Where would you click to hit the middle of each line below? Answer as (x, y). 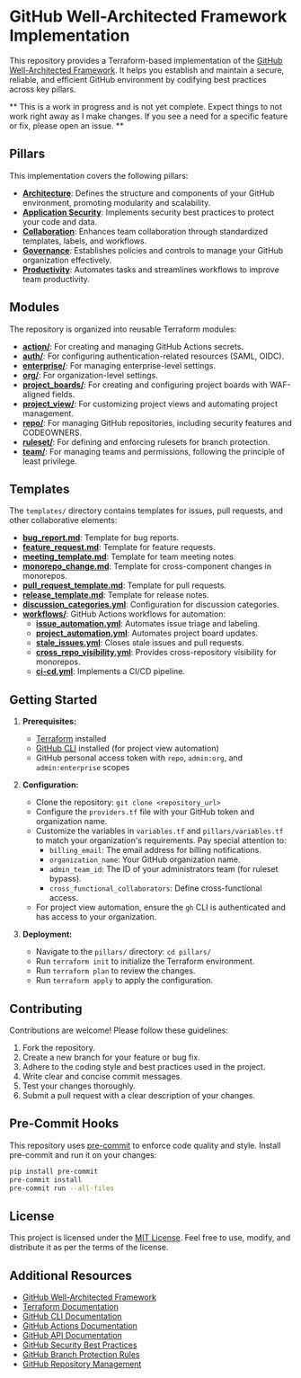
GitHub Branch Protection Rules (81, 1355)
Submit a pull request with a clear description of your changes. (139, 1095)
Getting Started (53, 700)
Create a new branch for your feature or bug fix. (111, 1057)
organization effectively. (67, 260)
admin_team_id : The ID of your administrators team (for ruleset (164, 869)
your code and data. (59, 221)
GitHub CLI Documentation (72, 1316)
